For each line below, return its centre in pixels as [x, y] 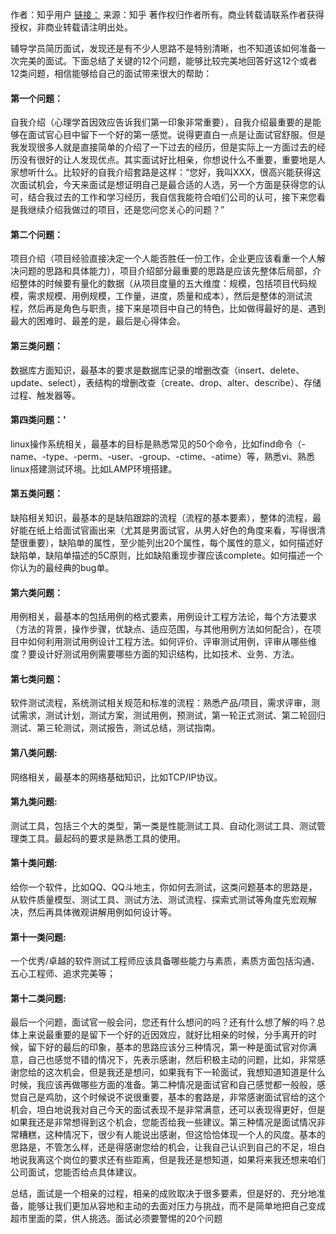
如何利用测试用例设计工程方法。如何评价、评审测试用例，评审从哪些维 [172, 642]
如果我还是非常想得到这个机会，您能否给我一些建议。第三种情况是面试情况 [163, 1122]
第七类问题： [36, 679]
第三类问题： [36, 346]
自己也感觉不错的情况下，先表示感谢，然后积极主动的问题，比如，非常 [172, 1060]
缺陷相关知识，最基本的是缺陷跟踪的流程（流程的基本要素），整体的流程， [161, 518]
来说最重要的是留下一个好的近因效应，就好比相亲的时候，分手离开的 [167, 1035]
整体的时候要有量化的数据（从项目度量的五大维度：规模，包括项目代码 [163, 284]
